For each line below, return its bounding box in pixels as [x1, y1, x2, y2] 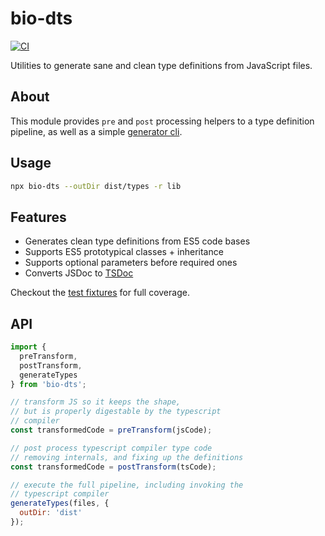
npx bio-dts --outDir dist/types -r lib [10, 181, 182, 191]
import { [10, 342, 47, 352]
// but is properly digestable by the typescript [10, 407, 222, 417]
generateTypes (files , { [10, 498, 110, 509]
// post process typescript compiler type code [10, 443, 213, 453]
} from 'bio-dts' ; [10, 379, 87, 389]
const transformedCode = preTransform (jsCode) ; [10, 425, 213, 436]
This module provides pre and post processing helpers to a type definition [10, 115, 315, 127]
